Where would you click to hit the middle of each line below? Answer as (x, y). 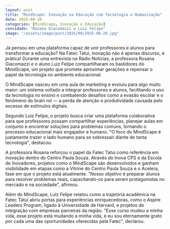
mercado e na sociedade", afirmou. (42, 185)
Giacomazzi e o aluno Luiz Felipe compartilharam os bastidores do (75, 64)
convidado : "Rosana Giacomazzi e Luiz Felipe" (55, 29)
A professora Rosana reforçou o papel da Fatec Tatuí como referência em (82, 152)
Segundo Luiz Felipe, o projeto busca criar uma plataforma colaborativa (80, 116)
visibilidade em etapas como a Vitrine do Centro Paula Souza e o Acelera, (82, 168)
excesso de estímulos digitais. (37, 106)
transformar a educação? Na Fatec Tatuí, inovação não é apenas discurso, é (85, 53)
